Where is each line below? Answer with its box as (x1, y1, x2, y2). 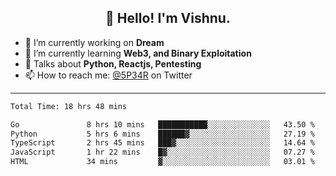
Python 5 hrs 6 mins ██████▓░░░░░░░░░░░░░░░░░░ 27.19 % (10, 129, 315, 139)
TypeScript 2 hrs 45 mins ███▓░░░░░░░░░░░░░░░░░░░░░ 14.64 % (10, 138, 315, 148)
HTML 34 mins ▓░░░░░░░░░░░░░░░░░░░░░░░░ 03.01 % (10, 157, 315, 167)
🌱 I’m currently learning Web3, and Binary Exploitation (24, 47, 252, 59)
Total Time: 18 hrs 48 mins (10, 101, 128, 111)
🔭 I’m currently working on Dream (24, 36, 165, 48)
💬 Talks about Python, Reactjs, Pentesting (24, 57, 202, 70)
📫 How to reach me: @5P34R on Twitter (24, 69, 193, 81)
